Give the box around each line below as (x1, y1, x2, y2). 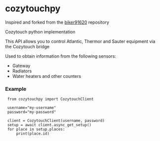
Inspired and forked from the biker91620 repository (5, 19, 110, 25)
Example (5, 85, 27, 92)
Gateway (12, 63, 31, 69)
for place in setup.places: (7, 127, 65, 132)
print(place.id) (16, 131, 50, 136)
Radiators (12, 68, 32, 74)
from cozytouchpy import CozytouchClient (7, 97, 94, 102)
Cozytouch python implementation (5, 29, 76, 35)
